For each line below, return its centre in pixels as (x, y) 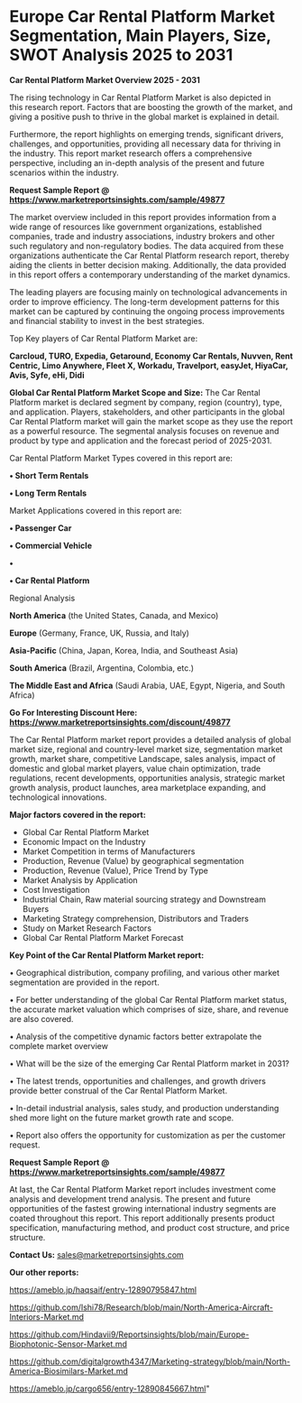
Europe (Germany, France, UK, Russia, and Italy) (99, 633)
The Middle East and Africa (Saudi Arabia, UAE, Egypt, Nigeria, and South (147, 685)
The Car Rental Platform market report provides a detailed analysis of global (150, 739)
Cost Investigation (56, 889)
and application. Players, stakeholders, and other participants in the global (147, 412)
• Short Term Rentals (49, 475)
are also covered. (41, 1018)
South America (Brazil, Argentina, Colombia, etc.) (102, 668)
